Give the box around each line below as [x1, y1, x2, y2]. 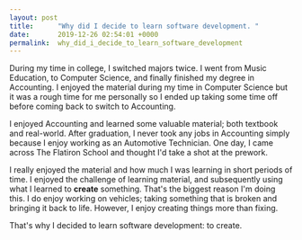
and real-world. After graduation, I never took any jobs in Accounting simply [9, 128, 290, 139]
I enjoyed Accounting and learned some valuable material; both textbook [9, 119, 279, 129]
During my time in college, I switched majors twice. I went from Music [9, 63, 267, 74]
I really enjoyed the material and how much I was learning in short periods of [9, 164, 293, 175]
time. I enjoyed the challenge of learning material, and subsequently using [9, 174, 283, 185]
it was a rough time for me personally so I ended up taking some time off [9, 92, 279, 102]
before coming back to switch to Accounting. [9, 101, 176, 112]
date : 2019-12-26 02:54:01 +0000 [9, 30, 159, 39]
